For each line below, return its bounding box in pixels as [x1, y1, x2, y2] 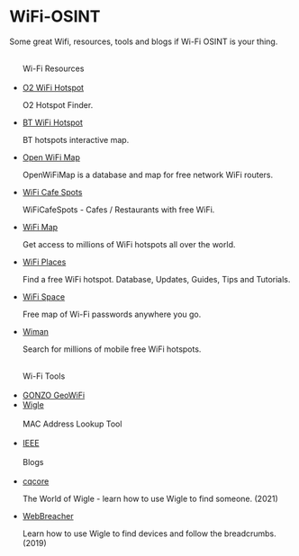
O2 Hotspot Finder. [22, 99, 94, 110]
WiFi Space [22, 291, 66, 302]
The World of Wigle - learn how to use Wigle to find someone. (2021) [22, 493, 279, 504]
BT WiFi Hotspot [22, 117, 84, 128]
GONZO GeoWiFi [22, 390, 86, 400]
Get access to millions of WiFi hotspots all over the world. [22, 238, 236, 249]
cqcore [22, 475, 50, 487]
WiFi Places [22, 256, 67, 267]
